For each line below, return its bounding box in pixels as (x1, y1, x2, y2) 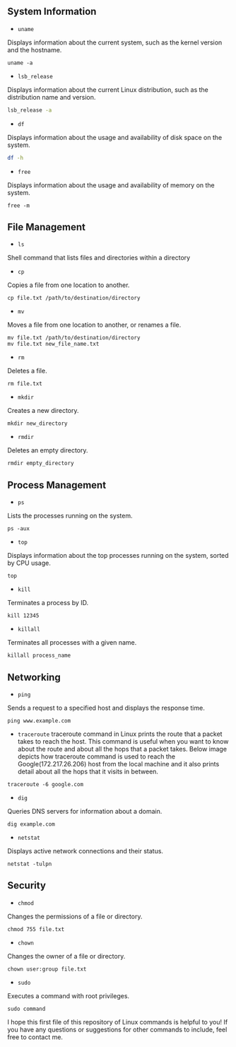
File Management (7, 221, 86, 233)
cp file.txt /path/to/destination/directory (7, 295, 141, 302)
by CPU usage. (7, 558, 51, 568)
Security (7, 879, 46, 891)
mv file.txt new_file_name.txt (7, 341, 100, 348)
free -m (7, 201, 30, 209)
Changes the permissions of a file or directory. (7, 912, 143, 920)
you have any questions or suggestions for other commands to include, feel (7, 1025, 228, 1034)
